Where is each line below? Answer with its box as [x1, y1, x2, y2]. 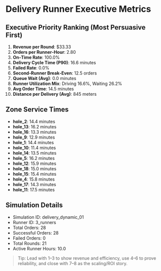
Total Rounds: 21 [12, 240, 46, 246]
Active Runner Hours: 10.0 [12, 245, 66, 251]
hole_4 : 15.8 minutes [12, 176, 55, 182]
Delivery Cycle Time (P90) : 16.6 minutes [12, 60, 96, 65]
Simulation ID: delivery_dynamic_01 [12, 214, 84, 220]
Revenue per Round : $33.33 [12, 44, 71, 50]
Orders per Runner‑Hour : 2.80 [12, 49, 76, 55]
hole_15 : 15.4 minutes [12, 171, 56, 177]
